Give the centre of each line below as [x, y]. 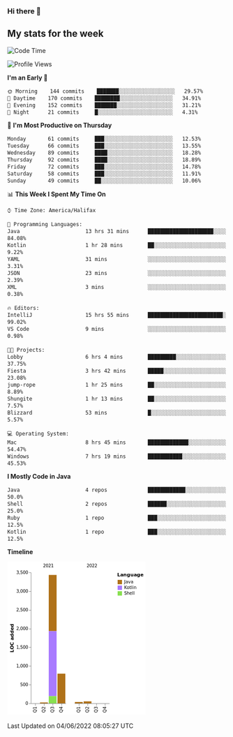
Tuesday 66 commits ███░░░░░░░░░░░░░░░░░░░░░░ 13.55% [104, 146]
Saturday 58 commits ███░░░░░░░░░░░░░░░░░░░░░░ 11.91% [104, 174]
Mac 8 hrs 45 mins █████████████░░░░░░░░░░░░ [117, 442]
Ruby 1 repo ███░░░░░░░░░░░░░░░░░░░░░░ [117, 518]
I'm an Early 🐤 [28, 77]
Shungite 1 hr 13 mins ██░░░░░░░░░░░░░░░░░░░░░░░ [117, 399]
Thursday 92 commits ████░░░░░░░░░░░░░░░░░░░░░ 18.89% [104, 160]
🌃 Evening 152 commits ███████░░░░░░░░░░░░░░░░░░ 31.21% [104, 105]
